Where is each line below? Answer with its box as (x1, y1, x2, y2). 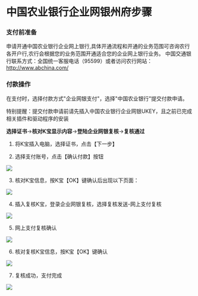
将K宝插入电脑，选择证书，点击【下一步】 (14, 140, 118, 147)
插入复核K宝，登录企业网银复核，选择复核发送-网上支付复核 (14, 200, 162, 207)
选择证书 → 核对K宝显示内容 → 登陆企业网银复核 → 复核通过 (6, 127, 145, 134)
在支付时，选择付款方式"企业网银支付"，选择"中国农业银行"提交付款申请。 (6, 95, 188, 102)
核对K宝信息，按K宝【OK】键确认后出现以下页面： (14, 177, 139, 184)
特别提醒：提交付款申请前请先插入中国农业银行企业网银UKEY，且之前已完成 (6, 108, 192, 115)
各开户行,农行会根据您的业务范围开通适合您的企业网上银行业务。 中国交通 (6, 50, 186, 57)
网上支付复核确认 (14, 224, 57, 231)
